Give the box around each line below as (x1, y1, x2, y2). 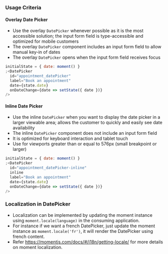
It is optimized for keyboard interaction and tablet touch (12, 135, 129, 142)
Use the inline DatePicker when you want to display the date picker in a (12, 114, 160, 120)
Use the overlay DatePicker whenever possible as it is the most (12, 28, 144, 34)
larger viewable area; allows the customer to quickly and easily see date (12, 120, 162, 126)
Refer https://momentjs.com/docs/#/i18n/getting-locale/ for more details (12, 238, 163, 245)
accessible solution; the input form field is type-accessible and (12, 33, 144, 39)
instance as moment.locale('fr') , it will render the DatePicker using (12, 228, 153, 234)
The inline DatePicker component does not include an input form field (12, 130, 157, 136)
